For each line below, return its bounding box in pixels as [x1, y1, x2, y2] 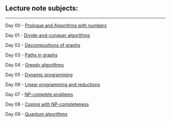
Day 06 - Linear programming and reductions [5, 81, 100, 87]
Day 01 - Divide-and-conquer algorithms [5, 32, 90, 38]
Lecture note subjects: [5, 4, 78, 13]
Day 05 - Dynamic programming [5, 71, 73, 78]
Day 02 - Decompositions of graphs [5, 42, 80, 48]
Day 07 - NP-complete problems [5, 91, 73, 97]
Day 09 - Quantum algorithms [5, 111, 68, 117]
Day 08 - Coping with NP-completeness [5, 101, 89, 107]
